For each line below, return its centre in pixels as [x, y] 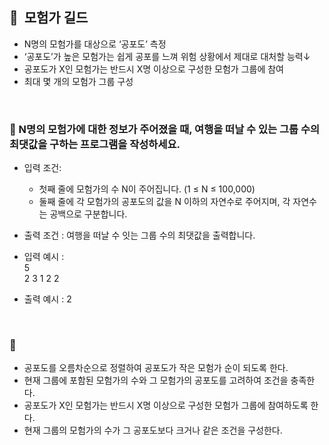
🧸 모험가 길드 [49, 18]
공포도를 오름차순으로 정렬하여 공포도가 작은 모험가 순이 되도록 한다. [156, 368]
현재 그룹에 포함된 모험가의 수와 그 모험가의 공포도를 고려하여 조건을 [156, 380]
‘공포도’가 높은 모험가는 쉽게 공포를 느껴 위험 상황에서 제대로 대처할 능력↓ [167, 56]
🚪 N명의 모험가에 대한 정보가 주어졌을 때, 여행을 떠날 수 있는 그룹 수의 [165, 129]
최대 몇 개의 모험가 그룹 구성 [78, 81]
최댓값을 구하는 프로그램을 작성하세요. [95, 144]
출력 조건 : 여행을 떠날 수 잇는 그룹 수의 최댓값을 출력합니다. [139, 235]
